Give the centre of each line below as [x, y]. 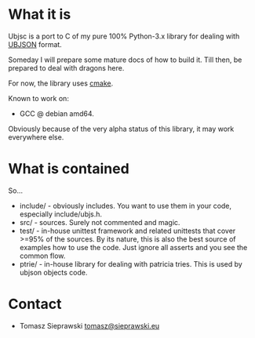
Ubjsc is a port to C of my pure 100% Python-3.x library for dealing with [124, 36]
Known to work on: [38, 98]
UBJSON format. [35, 44]
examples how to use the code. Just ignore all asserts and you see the [133, 247]
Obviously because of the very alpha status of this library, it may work [121, 129]
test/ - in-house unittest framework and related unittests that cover [127, 231]
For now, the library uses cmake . [61, 83]
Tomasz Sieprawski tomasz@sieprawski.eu [89, 325]
